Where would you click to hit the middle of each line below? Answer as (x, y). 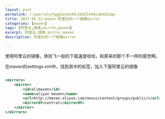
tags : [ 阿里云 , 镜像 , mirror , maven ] (39, 28)
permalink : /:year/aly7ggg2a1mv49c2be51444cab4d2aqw (60, 14)
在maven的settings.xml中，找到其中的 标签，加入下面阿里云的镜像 (71, 66)
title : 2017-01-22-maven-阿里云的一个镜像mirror (53, 19)
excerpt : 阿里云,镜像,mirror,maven (40, 32)
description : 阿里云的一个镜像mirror (41, 37)
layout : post (18, 10)
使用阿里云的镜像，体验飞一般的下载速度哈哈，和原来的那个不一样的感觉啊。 (82, 56)
